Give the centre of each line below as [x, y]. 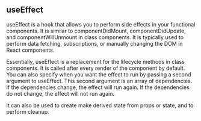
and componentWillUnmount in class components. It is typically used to [95, 37]
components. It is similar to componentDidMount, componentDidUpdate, [96, 31]
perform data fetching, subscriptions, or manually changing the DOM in [94, 43]
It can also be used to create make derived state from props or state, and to [100, 105]
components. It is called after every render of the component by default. [96, 68]
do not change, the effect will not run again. [60, 93]
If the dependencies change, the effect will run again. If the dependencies [98, 87]
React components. [30, 50]
